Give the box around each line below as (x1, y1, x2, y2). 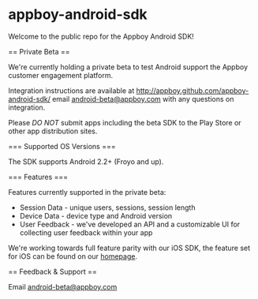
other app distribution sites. (8, 126, 98, 136)
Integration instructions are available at (8, 85, 135, 95)
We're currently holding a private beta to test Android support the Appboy (8, 62, 249, 72)
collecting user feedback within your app (19, 227, 153, 237)
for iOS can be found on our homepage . (8, 251, 138, 261)
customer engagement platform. (8, 70, 113, 80)
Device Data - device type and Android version (19, 211, 173, 220)
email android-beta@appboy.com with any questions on (52, 94, 234, 103)
